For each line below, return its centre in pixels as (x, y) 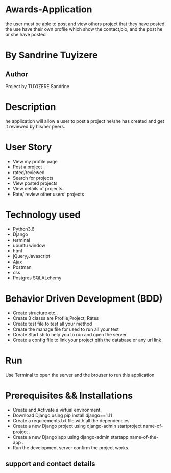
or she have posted (26, 34)
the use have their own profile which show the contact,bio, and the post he (84, 29)
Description (31, 107)
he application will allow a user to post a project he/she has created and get (85, 121)
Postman (22, 267)
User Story (29, 147)
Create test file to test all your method (52, 324)
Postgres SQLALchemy (37, 278)
